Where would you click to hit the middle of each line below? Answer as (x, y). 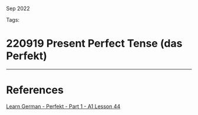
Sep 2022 (18, 9)
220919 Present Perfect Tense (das (94, 44)
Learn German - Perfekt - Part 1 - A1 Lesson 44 (63, 106)
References (35, 90)
